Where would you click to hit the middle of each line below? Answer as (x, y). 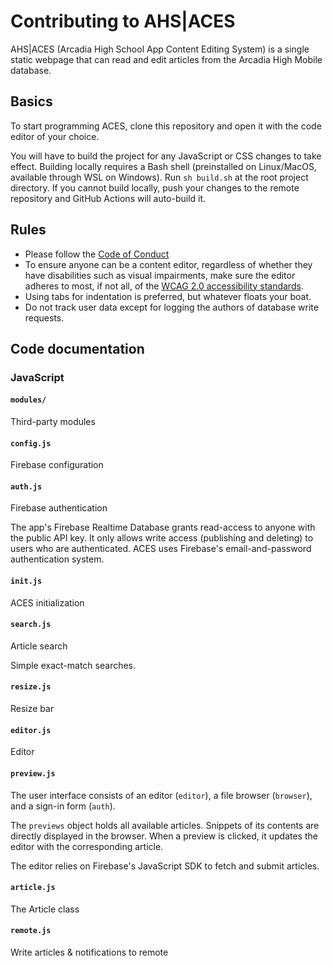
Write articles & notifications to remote (89, 952)
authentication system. (57, 559)
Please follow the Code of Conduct (97, 254)
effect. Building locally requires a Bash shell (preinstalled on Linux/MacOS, (163, 166)
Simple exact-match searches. (73, 665)
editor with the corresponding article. (87, 846)
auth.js (26, 486)
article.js (33, 888)
